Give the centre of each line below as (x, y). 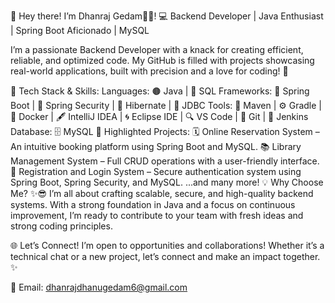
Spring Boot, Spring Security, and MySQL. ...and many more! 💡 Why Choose (167, 182)
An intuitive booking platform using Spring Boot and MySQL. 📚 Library (156, 146)
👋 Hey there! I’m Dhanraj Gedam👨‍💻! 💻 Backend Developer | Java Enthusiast (167, 16)
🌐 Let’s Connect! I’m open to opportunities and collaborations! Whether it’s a (167, 245)
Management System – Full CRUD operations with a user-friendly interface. (165, 161)
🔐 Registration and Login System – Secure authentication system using (156, 171)
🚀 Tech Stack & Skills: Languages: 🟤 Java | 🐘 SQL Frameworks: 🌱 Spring (160, 91)
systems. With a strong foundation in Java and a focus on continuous (153, 204)
